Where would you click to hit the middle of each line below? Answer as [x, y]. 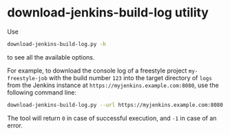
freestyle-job [28, 78]
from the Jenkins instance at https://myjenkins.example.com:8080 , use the [113, 85]
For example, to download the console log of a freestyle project [97, 71]
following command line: [42, 92]
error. [15, 125]
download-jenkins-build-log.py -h [57, 44]
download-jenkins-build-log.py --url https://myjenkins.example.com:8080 [115, 105]
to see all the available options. [51, 57]
